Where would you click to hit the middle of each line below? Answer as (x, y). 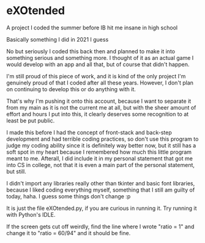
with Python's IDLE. (31, 214)
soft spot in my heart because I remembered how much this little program (99, 152)
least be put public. (31, 121)
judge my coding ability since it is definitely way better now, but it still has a (101, 145)
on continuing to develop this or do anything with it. (71, 89)
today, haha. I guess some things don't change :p (69, 196)
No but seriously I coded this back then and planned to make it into (91, 51)
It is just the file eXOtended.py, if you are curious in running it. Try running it (102, 208)
